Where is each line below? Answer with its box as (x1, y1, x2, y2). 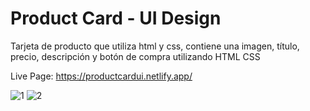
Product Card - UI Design (10, 7, 222, 30)
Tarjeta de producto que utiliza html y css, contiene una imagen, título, (10, 40, 300, 52)
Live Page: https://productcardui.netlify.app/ (10, 70, 193, 82)
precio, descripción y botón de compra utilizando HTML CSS (10, 50, 261, 62)
